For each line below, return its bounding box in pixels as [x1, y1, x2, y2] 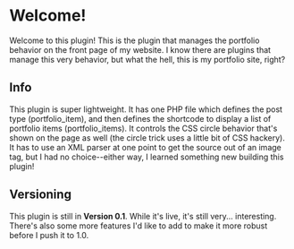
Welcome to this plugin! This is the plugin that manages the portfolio [9, 35, 260, 46]
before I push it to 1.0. [9, 229, 89, 240]
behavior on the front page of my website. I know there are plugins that [9, 44, 271, 55]
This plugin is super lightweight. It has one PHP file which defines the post [9, 104, 283, 115]
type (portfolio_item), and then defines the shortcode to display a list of [9, 113, 272, 124]
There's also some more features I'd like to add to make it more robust [9, 220, 268, 231]
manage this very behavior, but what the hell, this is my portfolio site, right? [9, 54, 286, 64]
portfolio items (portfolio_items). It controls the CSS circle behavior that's [9, 123, 278, 133]
